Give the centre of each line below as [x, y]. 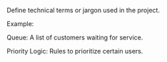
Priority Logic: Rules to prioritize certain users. [75, 51]
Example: [20, 24]
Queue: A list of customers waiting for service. [75, 37]
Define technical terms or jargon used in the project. [83, 10]
